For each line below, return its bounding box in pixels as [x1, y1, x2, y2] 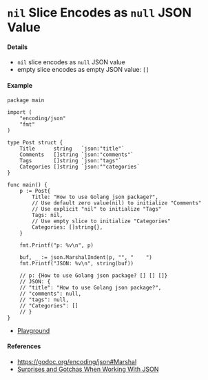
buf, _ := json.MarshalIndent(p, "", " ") [19, 254, 153, 260]
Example [7, 81, 33, 89]
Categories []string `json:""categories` [19, 163, 140, 170]
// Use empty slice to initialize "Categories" [32, 218, 171, 225]
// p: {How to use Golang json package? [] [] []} [19, 272, 168, 279]
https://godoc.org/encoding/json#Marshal [17, 357, 137, 365]
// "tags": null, [19, 296, 70, 303]
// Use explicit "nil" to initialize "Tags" [32, 205, 162, 212]
